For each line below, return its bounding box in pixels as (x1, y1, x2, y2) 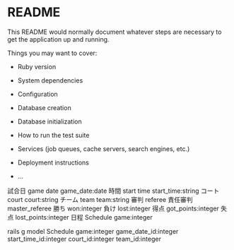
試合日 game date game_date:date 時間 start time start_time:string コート (7, 186, 220, 195)
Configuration (17, 90, 58, 98)
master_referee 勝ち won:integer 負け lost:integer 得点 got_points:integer (7, 204, 219, 213)
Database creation (17, 103, 72, 112)
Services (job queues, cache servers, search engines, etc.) (17, 144, 190, 153)
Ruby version (17, 62, 57, 71)
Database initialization (17, 117, 83, 126)
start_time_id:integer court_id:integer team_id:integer (7, 234, 161, 243)
